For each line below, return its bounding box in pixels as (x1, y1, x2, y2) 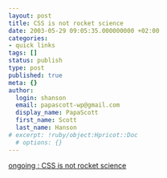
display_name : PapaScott (15, 109, 99, 117)
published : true (8, 71, 63, 79)
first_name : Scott (15, 116, 78, 124)
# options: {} (15, 138, 63, 147)
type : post (8, 64, 45, 72)
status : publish (8, 57, 63, 65)
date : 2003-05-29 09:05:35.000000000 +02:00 (8, 26, 160, 34)
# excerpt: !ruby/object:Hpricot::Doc (8, 131, 138, 139)
